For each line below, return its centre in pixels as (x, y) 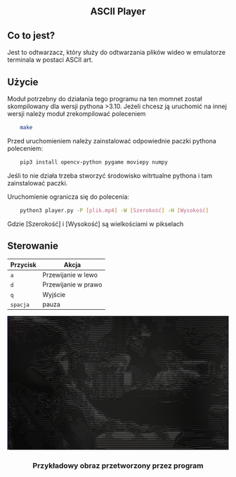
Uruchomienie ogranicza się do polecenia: (68, 197)
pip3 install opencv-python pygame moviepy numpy (94, 162)
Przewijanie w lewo (70, 275)
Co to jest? (31, 35)
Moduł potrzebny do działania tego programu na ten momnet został (105, 99)
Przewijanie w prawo (72, 285)
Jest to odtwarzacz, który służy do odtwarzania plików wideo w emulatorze (117, 53)
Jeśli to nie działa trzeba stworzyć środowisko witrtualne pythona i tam (110, 176)
